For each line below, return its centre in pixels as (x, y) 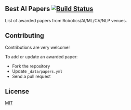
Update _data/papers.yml (37, 71)
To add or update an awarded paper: (41, 56)
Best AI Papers (27, 9)
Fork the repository (31, 66)
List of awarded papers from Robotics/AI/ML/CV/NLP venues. (66, 20)
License (17, 91)
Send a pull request (31, 76)
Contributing (25, 36)
